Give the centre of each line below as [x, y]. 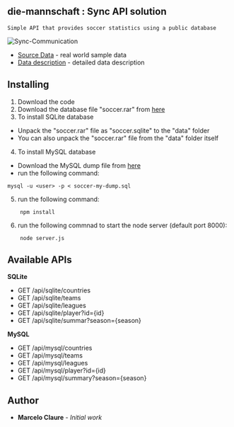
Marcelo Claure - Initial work [60, 418]
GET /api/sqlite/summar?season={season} [79, 321]
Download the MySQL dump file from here [79, 165]
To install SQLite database [55, 117]
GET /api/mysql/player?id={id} [62, 370]
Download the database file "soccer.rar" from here [91, 109]
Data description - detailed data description [81, 62]
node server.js [42, 238]
